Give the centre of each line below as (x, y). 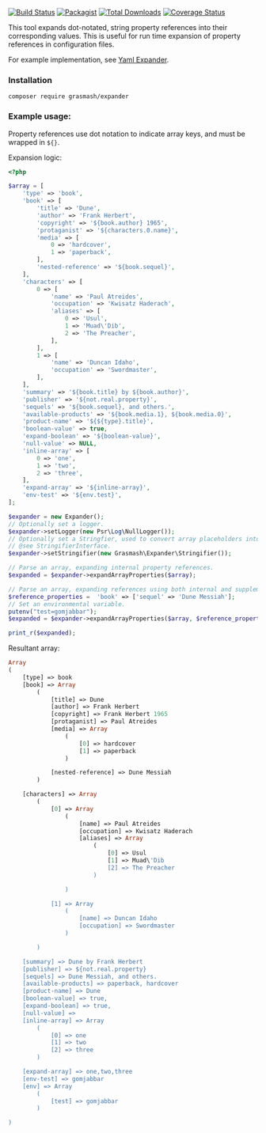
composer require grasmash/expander (68, 97)
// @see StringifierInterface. (60, 546)
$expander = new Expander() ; (56, 517)
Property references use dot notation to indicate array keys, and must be (127, 134)
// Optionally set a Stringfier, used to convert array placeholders (125, 539)
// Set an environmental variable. (67, 604)
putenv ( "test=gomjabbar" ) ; (53, 612)
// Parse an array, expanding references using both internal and (120, 589)
